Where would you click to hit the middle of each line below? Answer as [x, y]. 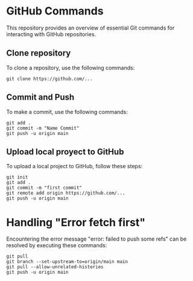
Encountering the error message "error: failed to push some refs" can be [96, 239]
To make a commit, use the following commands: [67, 112]
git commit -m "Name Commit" [43, 128]
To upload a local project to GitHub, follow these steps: [74, 166]
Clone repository [39, 53]
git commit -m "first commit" [44, 188]
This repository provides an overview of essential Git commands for [90, 28]
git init [17, 177]
